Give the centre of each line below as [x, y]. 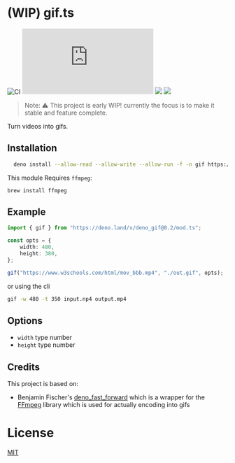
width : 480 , [37, 247]
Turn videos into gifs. [38, 126]
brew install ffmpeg [37, 190]
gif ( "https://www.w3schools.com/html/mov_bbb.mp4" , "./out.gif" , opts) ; [115, 273]
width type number [44, 338]
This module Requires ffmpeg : [50, 178]
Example [27, 212]
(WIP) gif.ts [41, 13]
